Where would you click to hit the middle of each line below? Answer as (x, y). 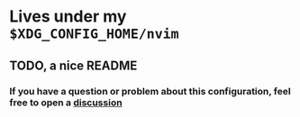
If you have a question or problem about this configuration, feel (150, 91)
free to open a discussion (66, 103)
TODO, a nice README (73, 65)
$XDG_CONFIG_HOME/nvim (94, 34)
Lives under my (68, 17)
